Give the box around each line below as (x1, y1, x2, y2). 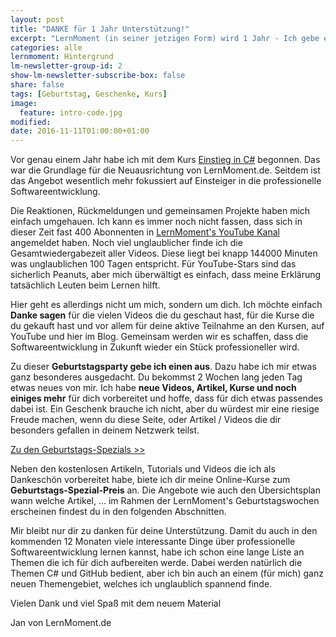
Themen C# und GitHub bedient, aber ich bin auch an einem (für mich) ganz (10, 567, 324, 580)
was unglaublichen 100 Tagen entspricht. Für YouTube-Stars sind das (10, 258, 297, 270)
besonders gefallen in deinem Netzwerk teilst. (10, 424, 200, 436)
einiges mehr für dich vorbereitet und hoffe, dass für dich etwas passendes (10, 392, 324, 405)
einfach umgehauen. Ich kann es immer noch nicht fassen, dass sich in (10, 216, 303, 228)
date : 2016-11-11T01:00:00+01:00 (10, 126, 150, 136)
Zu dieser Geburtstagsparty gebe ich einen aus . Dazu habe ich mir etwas (10, 361, 317, 373)
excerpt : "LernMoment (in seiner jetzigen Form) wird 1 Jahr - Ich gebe (10, 33, 320, 43)
